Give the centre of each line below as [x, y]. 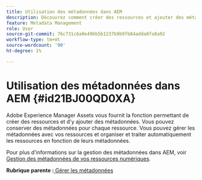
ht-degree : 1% [24, 51]
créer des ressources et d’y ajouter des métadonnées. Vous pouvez [90, 121]
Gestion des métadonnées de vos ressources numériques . [79, 158]
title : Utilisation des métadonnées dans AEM [64, 12]
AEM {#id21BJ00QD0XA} [71, 98]
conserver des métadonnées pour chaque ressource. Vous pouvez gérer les [101, 128]
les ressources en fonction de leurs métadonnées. [68, 140]
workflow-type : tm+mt [33, 40]
